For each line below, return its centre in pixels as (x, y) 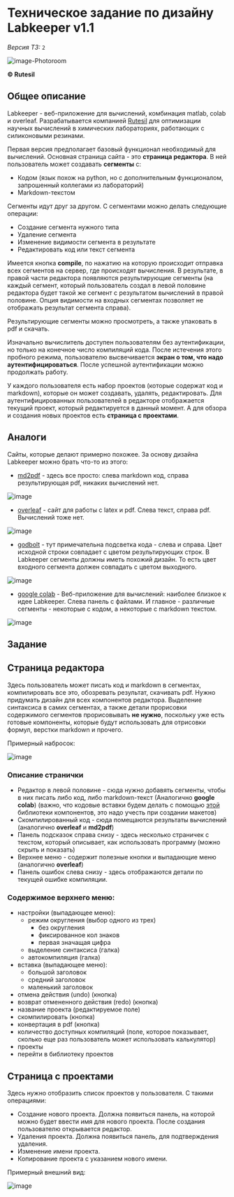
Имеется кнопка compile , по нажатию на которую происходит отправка (115, 263)
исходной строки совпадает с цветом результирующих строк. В (113, 552)
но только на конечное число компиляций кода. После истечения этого (115, 350)
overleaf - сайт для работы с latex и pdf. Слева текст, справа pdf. (114, 510)
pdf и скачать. (29, 328)
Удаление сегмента (47, 234)
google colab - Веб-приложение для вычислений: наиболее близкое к (122, 594)
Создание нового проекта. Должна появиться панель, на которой (116, 1114)
